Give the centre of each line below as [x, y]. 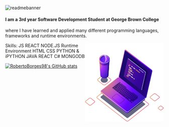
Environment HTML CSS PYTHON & [42, 51]
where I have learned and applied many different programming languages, [82, 31]
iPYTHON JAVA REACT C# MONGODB [45, 56]
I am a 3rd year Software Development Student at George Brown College [82, 19]
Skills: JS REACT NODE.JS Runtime [42, 46]
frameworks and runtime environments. [46, 36]
